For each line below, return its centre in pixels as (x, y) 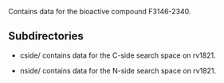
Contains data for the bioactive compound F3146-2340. (100, 11)
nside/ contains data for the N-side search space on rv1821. (118, 70)
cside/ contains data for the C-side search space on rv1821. (118, 55)
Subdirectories (46, 36)
